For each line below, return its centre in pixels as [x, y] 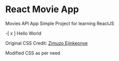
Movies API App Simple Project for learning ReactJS [60, 23]
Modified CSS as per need [33, 53]
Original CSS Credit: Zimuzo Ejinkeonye [47, 43]
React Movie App [42, 9]
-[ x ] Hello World [23, 33]
